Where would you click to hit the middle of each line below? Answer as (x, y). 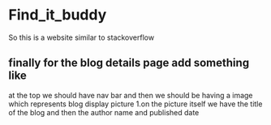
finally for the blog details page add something (129, 63)
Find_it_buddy (58, 15)
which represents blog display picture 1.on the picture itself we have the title (135, 104)
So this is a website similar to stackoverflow (82, 37)
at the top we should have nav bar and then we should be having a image (131, 95)
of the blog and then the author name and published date (104, 112)
